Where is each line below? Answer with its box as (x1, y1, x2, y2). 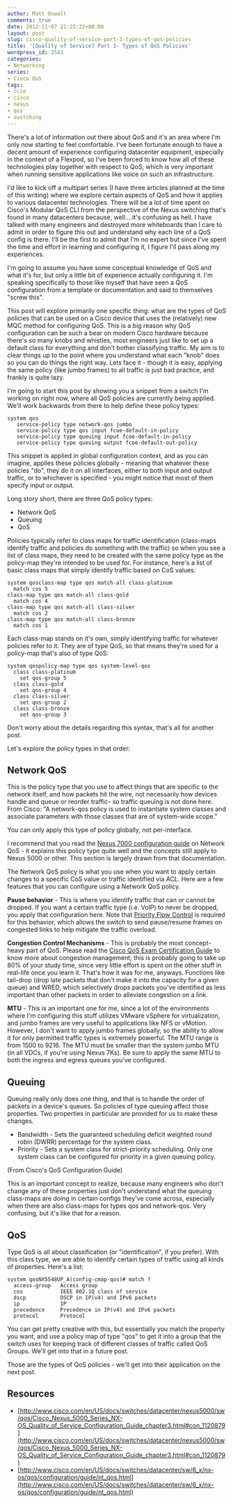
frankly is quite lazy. (7, 373, 65, 381)
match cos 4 (13, 597, 49, 604)
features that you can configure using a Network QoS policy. (7, 882, 181, 891)
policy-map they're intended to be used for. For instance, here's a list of (7, 558, 213, 567)
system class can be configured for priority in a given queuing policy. (17, 1153, 216, 1161)
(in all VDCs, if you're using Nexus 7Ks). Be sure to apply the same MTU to (7, 1048, 221, 1057)
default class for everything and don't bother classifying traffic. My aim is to (7, 343, 225, 352)
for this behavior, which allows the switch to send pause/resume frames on (7, 918, 223, 927)
